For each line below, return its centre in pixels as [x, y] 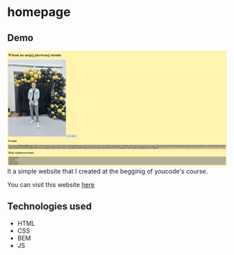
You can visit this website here [51, 184]
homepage [39, 12]
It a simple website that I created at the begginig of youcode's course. [108, 171]
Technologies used [49, 207]
